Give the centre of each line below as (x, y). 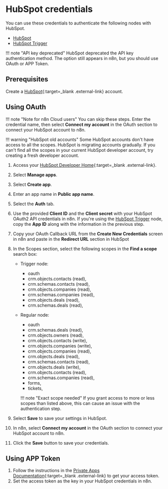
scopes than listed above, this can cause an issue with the (80, 403)
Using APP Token (33, 458)
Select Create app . (32, 184)
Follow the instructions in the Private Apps (56, 471)
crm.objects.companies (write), (60, 346)
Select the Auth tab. (34, 204)
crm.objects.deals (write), (54, 367)
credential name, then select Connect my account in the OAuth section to (82, 124)
